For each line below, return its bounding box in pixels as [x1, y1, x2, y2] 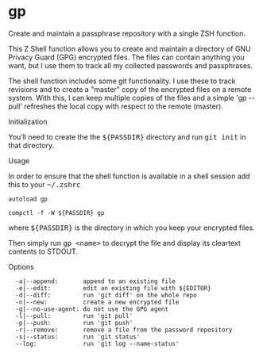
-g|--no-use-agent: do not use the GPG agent [15, 304, 169, 313]
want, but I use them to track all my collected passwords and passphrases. [8, 60, 253, 70]
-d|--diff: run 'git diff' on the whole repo [15, 291, 197, 299]
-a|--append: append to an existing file [15, 277, 176, 285]
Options [8, 262, 34, 271]
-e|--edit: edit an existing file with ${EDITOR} [15, 284, 212, 292]
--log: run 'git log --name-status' [15, 339, 180, 347]
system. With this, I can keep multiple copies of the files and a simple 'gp [8, 93, 247, 102]
